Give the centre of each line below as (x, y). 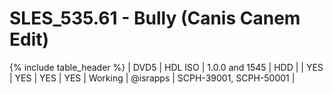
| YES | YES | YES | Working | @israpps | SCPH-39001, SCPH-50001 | (152, 78)
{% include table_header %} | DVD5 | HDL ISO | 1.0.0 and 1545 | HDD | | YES (166, 67)
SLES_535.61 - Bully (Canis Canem (155, 18)
